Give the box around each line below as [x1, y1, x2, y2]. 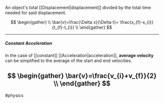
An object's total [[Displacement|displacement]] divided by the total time [5, 5, 151, 10]
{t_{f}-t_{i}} [52, 24, 75, 30]
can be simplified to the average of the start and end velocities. [5, 58, 132, 63]
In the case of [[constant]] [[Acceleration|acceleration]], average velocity [5, 52, 154, 58]
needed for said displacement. [5, 10, 67, 16]
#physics [5, 92, 23, 98]
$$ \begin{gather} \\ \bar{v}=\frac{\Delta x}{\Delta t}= [10, 20, 119, 25]
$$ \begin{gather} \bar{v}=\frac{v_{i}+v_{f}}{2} [7, 72, 157, 80]
